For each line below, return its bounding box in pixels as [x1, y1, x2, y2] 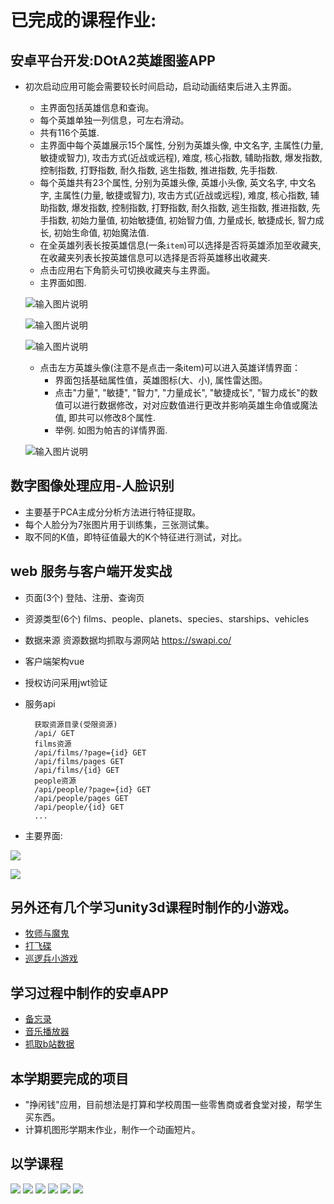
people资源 [34, 776, 77, 786]
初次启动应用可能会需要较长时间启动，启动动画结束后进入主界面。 [24, 81, 297, 92]
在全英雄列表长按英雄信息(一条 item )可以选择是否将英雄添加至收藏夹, [39, 239, 322, 251]
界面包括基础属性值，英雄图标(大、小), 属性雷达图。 [54, 374, 268, 386]
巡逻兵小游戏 [24, 952, 78, 965]
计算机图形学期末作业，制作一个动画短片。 [24, 1124, 201, 1136]
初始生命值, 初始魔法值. [53, 227, 150, 238]
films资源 [34, 739, 72, 749]
